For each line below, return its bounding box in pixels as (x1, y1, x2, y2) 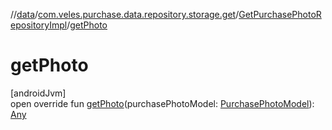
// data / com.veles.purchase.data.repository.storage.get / (10, 9, 240, 20)
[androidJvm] (10, 87, 67, 99)
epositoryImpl (10, 19, 68, 31)
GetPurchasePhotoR (238, 9, 322, 20)
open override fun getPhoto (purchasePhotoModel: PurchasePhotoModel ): (10, 97, 315, 109)
